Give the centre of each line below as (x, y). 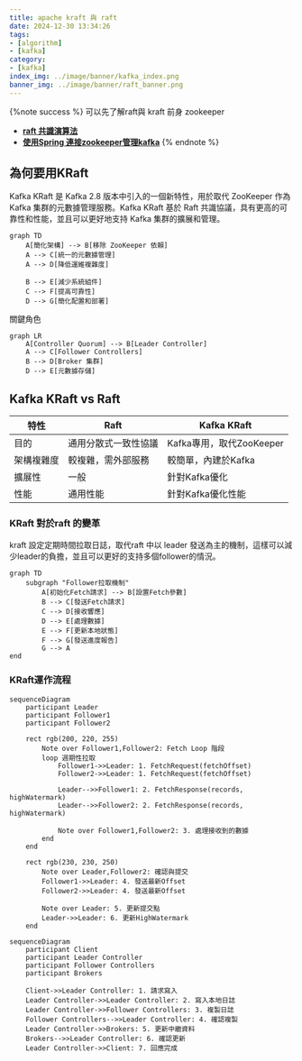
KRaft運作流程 (41, 680)
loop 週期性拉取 (69, 758)
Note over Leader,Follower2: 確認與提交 (115, 872)
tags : (19, 34)
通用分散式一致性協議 (114, 444)
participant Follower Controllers (90, 965)
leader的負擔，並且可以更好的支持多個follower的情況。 (119, 556)
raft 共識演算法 (50, 131)
